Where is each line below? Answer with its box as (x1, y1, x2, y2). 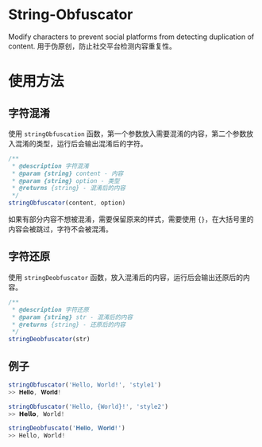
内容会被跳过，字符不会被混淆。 (8, 224, 113, 234)
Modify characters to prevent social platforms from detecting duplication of (8, 32, 255, 41)
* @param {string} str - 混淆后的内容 (11, 313, 133, 321)
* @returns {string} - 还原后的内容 (11, 321, 126, 328)
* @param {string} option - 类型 (11, 177, 121, 185)
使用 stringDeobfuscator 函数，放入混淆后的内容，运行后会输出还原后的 (8, 272, 244, 282)
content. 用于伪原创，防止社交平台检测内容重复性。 (8, 41, 177, 51)
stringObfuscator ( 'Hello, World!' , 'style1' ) (8, 380, 161, 389)
